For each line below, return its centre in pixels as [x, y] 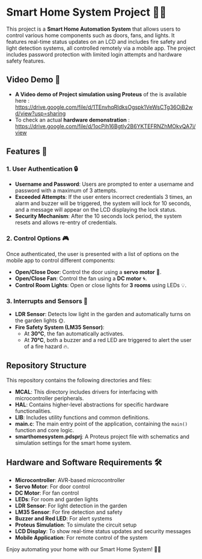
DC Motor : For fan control [47, 493]
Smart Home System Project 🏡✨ [87, 12]
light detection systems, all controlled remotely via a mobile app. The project [101, 48]
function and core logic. [44, 430]
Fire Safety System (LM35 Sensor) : [60, 328]
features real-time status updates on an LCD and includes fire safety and [96, 41]
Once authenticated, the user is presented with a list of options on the [93, 254]
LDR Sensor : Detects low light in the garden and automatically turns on [103, 314]
